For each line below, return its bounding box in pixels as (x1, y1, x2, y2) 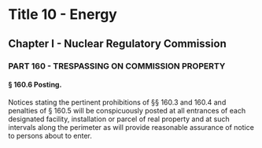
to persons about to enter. (8, 131, 93, 140)
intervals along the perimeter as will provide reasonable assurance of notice (8, 122, 254, 131)
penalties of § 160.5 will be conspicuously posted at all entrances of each (8, 105, 246, 115)
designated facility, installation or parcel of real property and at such (8, 114, 230, 124)
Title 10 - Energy (8, 6, 118, 24)
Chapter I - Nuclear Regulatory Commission (8, 37, 227, 50)
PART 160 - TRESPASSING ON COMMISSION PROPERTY (8, 61, 226, 72)
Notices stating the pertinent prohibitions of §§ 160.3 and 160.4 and (8, 97, 227, 107)
